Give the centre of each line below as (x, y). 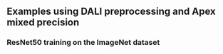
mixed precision (43, 23)
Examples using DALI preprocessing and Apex (111, 12)
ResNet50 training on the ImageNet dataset (83, 43)
